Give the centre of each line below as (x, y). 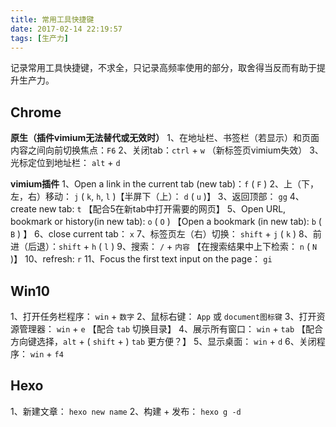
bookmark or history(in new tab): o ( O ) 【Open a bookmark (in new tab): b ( (166, 222)
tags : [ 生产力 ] (40, 38)
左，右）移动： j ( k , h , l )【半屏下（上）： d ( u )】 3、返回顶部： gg (149, 197)
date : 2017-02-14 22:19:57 (66, 29)
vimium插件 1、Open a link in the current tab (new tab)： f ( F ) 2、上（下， (164, 184)
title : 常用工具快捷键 (52, 19)
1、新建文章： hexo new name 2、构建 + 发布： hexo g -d (126, 411)
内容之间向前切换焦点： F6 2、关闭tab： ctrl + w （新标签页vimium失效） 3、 (167, 150)
